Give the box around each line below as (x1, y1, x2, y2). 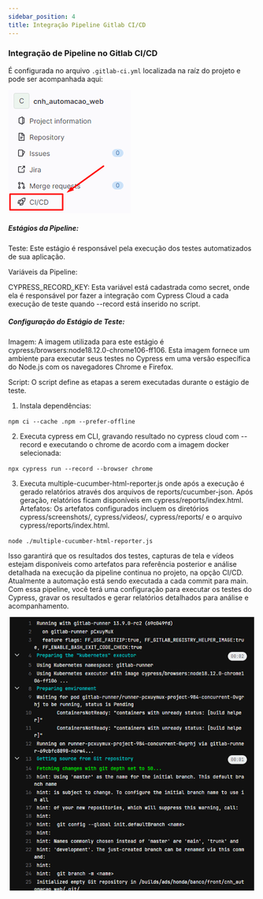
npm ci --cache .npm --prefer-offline (8, 417, 135, 425)
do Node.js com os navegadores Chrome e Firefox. (8, 362, 174, 372)
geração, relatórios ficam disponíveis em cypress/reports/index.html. (19, 495, 244, 505)
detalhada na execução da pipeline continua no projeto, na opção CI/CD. (8, 568, 244, 577)
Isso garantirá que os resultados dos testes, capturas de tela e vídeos (8, 551, 235, 560)
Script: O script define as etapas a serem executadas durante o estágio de (8, 377, 250, 387)
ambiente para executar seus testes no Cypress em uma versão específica (8, 353, 250, 363)
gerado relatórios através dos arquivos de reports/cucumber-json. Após (19, 486, 254, 496)
